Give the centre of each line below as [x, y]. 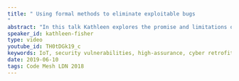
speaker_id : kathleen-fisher [51, 33]
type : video [25, 40]
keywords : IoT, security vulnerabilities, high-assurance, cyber [106, 54]
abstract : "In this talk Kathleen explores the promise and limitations [117, 27]
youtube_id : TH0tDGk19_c [44, 46]
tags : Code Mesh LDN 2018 [46, 66]
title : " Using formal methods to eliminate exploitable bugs [101, 14]
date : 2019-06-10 [33, 60]
